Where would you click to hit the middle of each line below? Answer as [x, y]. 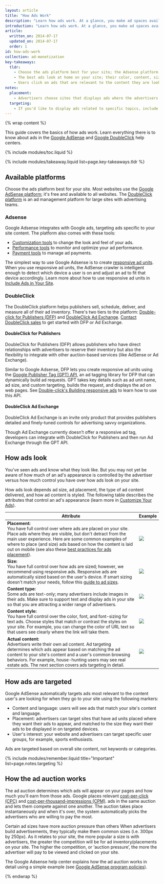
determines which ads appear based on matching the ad [64, 649]
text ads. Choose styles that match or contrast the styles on [67, 622]
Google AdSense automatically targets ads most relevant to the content [77, 693]
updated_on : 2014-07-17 [33, 42]
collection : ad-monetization [35, 57]
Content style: [22, 611]
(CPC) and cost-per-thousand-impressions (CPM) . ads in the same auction [80, 801]
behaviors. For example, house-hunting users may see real [66, 660]
